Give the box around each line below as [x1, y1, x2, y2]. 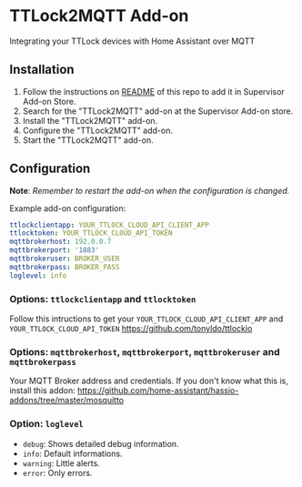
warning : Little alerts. [22, 457, 100, 469]
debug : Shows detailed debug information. [22, 438, 179, 449]
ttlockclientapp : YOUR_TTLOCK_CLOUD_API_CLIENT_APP [9, 220, 209, 229]
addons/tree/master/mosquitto [9, 395, 125, 406]
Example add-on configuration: [9, 202, 126, 214]
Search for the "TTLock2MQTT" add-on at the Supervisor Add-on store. [22, 106, 294, 117]
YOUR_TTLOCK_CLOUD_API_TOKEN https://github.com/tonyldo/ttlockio [9, 322, 253, 333]
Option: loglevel [9, 418, 84, 431]
